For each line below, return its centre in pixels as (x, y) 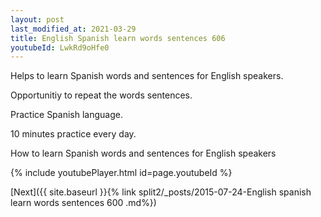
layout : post (37, 19)
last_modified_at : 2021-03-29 (73, 29)
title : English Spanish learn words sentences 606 (118, 38)
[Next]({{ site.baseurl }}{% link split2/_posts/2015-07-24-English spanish (161, 192)
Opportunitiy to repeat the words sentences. (101, 95)
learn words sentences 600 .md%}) (83, 203)
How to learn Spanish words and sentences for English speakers (143, 153)
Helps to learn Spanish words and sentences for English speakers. (147, 76)
